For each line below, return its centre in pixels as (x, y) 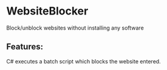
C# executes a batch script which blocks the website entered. (83, 61)
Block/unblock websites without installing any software (75, 28)
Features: (25, 47)
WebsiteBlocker (47, 11)
